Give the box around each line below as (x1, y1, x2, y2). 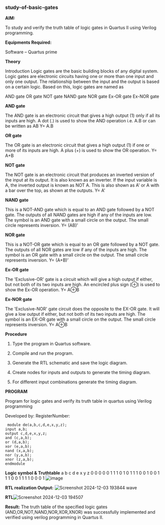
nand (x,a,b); (5, 449, 34, 453)
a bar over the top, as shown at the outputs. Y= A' (5, 187, 106, 193)
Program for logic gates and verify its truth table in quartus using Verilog (5, 398, 152, 404)
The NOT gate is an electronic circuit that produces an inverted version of (5, 172, 155, 178)
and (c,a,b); (5, 436, 32, 441)
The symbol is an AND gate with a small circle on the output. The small (5, 217, 149, 223)
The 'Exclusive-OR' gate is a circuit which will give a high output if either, (5, 276, 153, 282)
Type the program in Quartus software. (12, 341, 92, 347)
